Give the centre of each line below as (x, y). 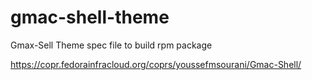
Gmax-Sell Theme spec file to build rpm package (111, 45)
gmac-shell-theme (90, 17)
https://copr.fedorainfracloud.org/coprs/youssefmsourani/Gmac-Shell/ (156, 64)
